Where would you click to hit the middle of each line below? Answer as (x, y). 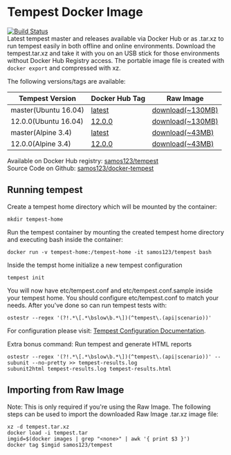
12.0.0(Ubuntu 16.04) (47, 121)
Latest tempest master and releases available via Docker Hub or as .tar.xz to (115, 38)
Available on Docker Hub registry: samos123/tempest (83, 160)
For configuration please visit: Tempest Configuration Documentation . (107, 331)
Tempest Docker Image (75, 12)
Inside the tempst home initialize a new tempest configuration (95, 265)
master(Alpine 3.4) (41, 132)
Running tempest (45, 190)
